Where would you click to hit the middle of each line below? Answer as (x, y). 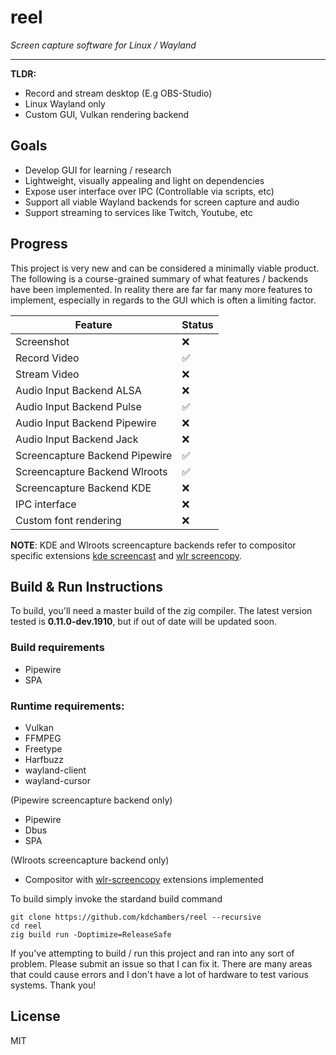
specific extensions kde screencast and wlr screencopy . (126, 555)
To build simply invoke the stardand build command (116, 898)
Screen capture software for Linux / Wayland (103, 45)
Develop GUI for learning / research (98, 170)
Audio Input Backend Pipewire (86, 423)
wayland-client (55, 770)
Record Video (47, 358)
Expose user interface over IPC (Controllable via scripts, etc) (149, 191)
